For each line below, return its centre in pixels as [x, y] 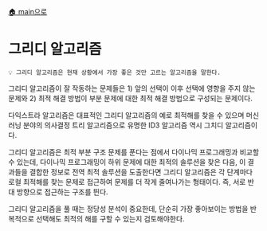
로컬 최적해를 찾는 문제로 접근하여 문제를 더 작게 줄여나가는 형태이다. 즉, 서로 [127, 182]
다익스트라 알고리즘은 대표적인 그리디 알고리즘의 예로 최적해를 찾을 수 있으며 [126, 115]
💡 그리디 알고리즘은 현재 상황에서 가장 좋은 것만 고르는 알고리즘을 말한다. [115, 72]
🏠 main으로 [28, 12]
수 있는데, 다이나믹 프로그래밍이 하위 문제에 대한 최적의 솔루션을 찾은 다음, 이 [127, 162]
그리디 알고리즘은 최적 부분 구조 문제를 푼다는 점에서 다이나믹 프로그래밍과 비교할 [134, 152]
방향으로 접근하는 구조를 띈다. [63, 192]
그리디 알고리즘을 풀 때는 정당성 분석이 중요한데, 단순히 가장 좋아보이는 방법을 [128, 209]
